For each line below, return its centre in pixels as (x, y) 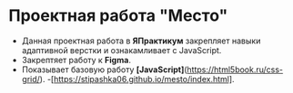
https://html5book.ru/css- (235, 70)
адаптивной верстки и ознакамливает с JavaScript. (121, 50)
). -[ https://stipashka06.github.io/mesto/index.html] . (137, 79)
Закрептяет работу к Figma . (76, 60)
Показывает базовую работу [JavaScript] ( (104, 70)
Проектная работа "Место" (118, 16)
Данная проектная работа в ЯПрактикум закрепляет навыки (141, 41)
